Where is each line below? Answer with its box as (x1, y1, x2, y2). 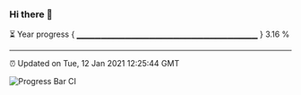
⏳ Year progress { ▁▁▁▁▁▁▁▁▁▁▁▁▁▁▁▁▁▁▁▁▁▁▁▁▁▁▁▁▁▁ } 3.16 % (9, 29, 290, 39)
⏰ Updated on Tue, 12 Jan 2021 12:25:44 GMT (9, 58, 180, 69)
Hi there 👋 (9, 8, 54, 21)
